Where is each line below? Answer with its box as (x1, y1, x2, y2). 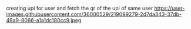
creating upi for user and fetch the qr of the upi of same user (6, 5, 153, 11)
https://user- (154, 5, 185, 11)
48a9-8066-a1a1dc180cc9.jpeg (6, 17, 82, 23)
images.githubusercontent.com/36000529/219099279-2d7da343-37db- (6, 11, 182, 18)
